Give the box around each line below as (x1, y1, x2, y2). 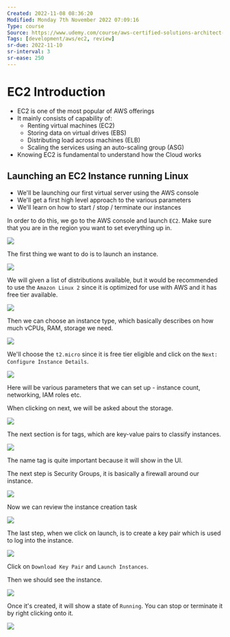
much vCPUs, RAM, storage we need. (7, 323, 114, 332)
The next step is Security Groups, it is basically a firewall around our (7, 469, 200, 477)
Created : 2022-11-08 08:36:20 (7, 10, 94, 17)
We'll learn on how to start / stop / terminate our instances (16, 203, 181, 211)
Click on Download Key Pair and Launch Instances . (7, 562, 149, 571)
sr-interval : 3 (7, 49, 51, 55)
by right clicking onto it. (7, 609, 74, 617)
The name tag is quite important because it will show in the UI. (7, 456, 183, 464)
